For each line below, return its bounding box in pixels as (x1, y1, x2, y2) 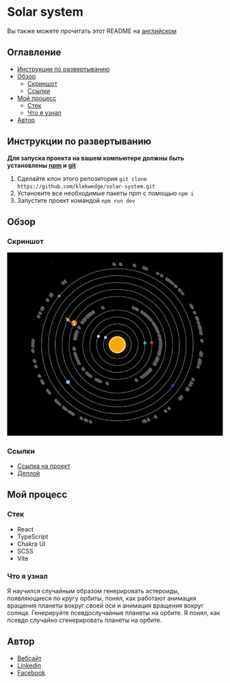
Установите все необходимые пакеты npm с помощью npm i (16, 189, 194, 197)
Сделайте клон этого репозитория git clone (16, 174, 147, 182)
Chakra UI (16, 539, 46, 548)
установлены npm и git (7, 161, 77, 169)
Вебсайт (16, 654, 42, 662)
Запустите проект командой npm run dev (16, 196, 136, 204)
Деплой (16, 469, 40, 477)
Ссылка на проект (16, 462, 71, 470)
